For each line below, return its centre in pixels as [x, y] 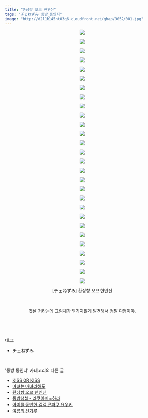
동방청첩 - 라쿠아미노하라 [36, 398]
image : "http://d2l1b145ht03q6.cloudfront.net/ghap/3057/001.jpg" [74, 19]
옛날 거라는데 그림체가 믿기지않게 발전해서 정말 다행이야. [82, 311]
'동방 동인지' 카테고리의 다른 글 [35, 370]
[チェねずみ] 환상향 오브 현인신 [82, 291]
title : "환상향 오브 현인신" [31, 10]
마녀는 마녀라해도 [29, 386]
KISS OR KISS [26, 380]
